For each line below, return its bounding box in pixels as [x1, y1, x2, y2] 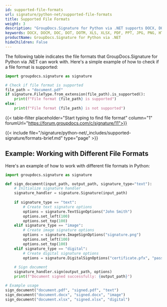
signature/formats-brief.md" [5, 135, 63, 141]
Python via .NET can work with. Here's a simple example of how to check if [5, 58, 159, 65]
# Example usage [5, 283, 39, 288]
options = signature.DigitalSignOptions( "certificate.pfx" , [23, 255, 150, 261]
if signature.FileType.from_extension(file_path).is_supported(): [5, 92, 146, 97]
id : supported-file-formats [5, 7, 64, 12]
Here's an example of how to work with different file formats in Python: [5, 162, 150, 168]
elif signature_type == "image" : [14, 223, 83, 228]
